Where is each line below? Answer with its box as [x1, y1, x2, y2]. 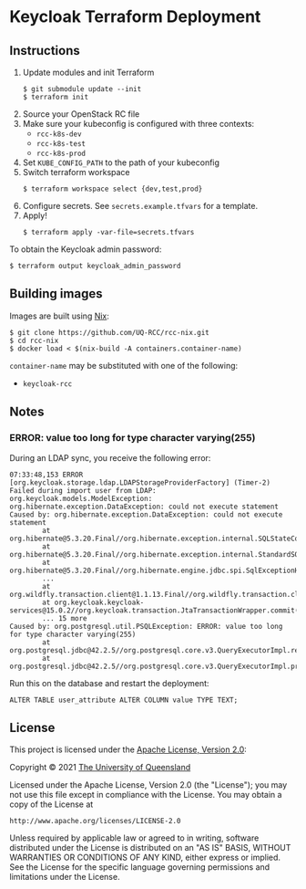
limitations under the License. [9, 872, 120, 883]
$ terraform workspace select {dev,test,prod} [22, 184, 203, 193]
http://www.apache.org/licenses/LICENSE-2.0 [9, 817, 181, 826]
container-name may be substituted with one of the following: [9, 360, 239, 371]
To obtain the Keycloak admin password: [9, 244, 162, 255]
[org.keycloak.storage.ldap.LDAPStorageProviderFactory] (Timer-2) [9, 477, 271, 487]
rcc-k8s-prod [36, 149, 87, 158]
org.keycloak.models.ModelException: [9, 494, 153, 503]
